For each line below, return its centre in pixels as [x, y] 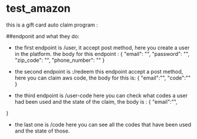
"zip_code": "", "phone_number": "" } [60, 60]
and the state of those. [42, 131]
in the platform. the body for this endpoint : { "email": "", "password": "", [102, 54]
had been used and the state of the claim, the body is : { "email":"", [96, 101]
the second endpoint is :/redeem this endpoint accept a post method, [99, 71]
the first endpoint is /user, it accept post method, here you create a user [102, 47]
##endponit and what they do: [43, 36]
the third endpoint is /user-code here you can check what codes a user [101, 95]
